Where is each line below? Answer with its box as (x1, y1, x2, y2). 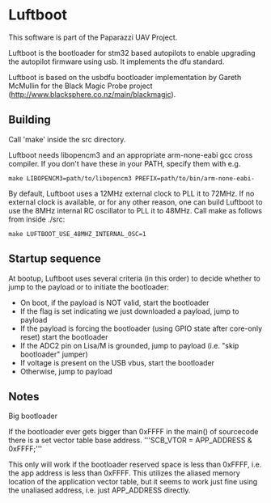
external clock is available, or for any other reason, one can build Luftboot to (8, 197, 263, 207)
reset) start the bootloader (19, 332, 108, 341)
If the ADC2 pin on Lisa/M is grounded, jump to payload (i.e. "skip (19, 340, 239, 350)
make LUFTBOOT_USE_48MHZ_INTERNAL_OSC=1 (8, 230, 147, 238)
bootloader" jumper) (19, 349, 89, 359)
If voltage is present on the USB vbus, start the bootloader (19, 357, 215, 367)
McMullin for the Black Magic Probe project (8, 81, 153, 91)
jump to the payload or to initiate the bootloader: (8, 281, 170, 292)
